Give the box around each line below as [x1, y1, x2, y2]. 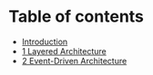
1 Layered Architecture [21, 45, 107, 56]
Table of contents [8, 6, 145, 27]
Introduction [21, 36, 68, 47]
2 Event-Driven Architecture [21, 55, 127, 66]
